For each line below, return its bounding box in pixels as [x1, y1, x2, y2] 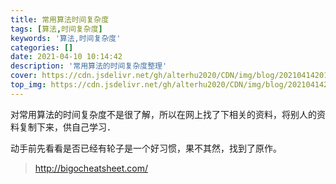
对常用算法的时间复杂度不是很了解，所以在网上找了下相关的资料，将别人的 [10, 108, 317, 120]
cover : [10, 71, 38, 81]
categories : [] [10, 42, 74, 53]
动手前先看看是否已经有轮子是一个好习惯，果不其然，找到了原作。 [10, 142, 282, 154]
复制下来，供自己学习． [18, 121, 116, 133]
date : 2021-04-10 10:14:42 [10, 52, 123, 62]
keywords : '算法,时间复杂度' [10, 33, 122, 43]
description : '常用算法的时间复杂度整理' [10, 61, 168, 71]
